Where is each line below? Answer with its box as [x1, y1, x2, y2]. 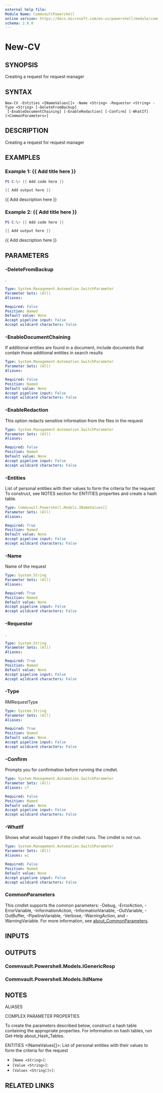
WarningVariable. [5, 918, 40, 924]
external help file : [5, 7, 47, 12]
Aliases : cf [5, 785, 29, 790]
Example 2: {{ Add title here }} [5, 209, 78, 216]
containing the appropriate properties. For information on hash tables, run [5, 1028, 152, 1034]
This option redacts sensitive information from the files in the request [5, 418, 143, 423]
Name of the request [5, 564, 47, 570]
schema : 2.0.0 [5, 20, 34, 26]
